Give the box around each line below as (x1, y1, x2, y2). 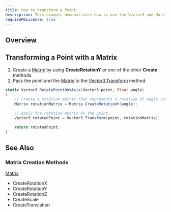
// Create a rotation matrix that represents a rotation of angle (14, 97, 158, 102)
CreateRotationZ (12, 191, 47, 197)
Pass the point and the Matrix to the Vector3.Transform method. (12, 77, 147, 84)
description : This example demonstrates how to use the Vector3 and (5, 12, 154, 17)
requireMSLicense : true (5, 17, 56, 22)
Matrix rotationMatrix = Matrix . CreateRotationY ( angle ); (14, 101, 138, 107)
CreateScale (12, 197, 39, 203)
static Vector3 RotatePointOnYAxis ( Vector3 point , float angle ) (5, 87, 145, 92)
